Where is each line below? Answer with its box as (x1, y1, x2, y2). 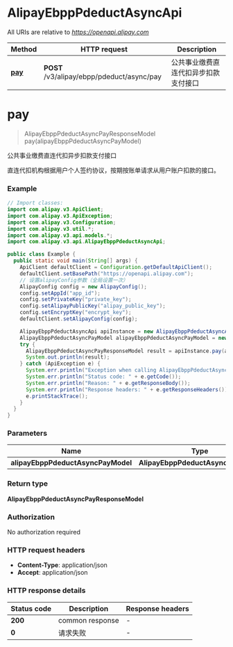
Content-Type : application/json (17, 561, 107, 569)
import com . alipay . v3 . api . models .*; (7, 231, 113, 239)
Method (10, 44, 37, 54)
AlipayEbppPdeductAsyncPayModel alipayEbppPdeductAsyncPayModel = (19, 334, 216, 341)
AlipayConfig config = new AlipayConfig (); (19, 283, 148, 290)
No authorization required (7, 528, 81, 537)
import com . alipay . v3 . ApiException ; (7, 212, 113, 220)
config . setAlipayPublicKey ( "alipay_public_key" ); (19, 302, 166, 310)
